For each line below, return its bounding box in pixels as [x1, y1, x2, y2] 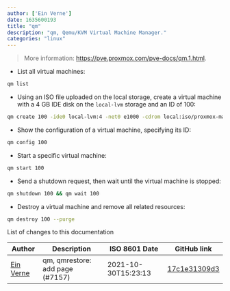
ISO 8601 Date [109, 244, 159, 253]
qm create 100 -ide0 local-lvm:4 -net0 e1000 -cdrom [7, 113, 161, 120]
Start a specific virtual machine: [16, 151, 107, 159]
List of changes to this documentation [7, 228, 114, 236]
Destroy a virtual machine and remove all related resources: [16, 202, 186, 210]
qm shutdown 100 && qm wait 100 [7, 190, 99, 197]
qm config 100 [7, 139, 48, 145]
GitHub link [174, 244, 212, 253]
